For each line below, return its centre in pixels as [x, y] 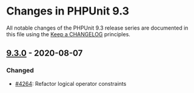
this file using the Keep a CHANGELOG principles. [68, 34]
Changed [20, 71]
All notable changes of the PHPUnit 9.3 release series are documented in [97, 28]
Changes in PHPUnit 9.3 [68, 11]
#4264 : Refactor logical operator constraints [71, 83]
